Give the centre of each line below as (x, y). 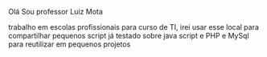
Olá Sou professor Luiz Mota (55, 12)
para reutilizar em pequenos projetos (70, 44)
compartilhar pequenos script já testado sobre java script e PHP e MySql (129, 36)
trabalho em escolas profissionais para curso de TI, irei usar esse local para (134, 27)
